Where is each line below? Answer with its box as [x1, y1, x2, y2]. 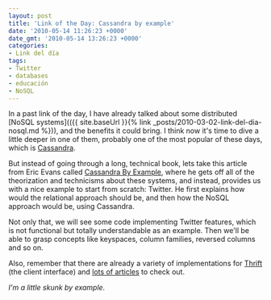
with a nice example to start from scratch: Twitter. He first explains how [8, 185, 245, 194]
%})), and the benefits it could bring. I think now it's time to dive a [40, 126, 260, 135]
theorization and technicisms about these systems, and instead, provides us [8, 176, 261, 185]
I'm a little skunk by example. [8, 283, 106, 293]
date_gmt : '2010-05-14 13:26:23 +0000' [8, 34, 143, 43]
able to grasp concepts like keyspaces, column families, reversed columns [8, 235, 256, 244]
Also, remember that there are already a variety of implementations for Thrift [8, 259, 263, 269]
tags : [8, 57, 27, 65]
